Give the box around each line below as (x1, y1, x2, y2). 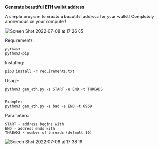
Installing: (5, 60, 24, 65)
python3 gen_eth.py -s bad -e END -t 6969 (5, 104, 92, 109)
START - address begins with (5, 122, 64, 127)
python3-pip (5, 51, 29, 56)
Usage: (5, 78, 19, 83)
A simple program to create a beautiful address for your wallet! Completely (5, 14, 154, 19)
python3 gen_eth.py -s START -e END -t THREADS (5, 87, 103, 92)
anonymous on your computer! (5, 19, 67, 24)
